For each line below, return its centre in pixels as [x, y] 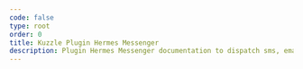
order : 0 [26, 34]
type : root [30, 26]
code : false [32, 17]
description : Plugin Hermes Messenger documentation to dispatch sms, [145, 51]
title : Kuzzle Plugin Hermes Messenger [84, 43]
